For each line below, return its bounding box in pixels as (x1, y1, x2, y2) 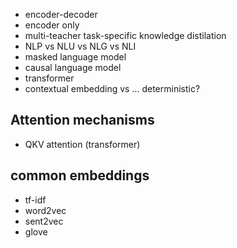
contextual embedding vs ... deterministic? (24, 83, 201, 94)
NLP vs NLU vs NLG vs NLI (24, 40, 137, 52)
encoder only (24, 19, 80, 31)
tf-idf (24, 194, 47, 206)
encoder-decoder (24, 9, 98, 20)
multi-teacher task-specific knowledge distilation (24, 30, 227, 41)
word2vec (24, 204, 67, 216)
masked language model (24, 51, 127, 63)
